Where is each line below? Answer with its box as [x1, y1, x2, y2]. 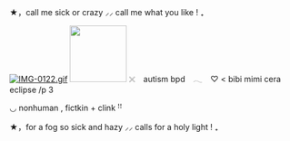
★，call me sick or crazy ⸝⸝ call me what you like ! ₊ [9, 7, 205, 17]
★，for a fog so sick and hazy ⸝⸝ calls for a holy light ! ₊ [9, 122, 219, 132]
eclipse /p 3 [9, 84, 55, 95]
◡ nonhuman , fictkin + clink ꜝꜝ [9, 102, 123, 113]
